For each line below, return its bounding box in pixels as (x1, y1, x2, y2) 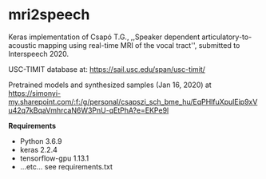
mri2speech (8, 6, 90, 24)
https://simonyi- (8, 88, 62, 97)
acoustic (8, 40, 37, 50)
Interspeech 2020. (8, 49, 69, 58)
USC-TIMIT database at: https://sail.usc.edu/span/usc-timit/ (8, 64, 206, 74)
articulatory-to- (201, 32, 252, 42)
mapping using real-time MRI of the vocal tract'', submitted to (38, 40, 240, 50)
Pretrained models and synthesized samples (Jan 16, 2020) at (8, 80, 212, 89)
